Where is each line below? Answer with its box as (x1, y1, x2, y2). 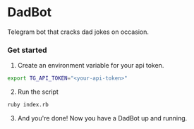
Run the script (17, 87, 59, 96)
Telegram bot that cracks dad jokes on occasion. (7, 27, 150, 36)
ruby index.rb (7, 102, 49, 109)
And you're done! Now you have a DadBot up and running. (17, 113, 188, 122)
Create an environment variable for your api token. (17, 61, 164, 70)
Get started (7, 45, 47, 55)
